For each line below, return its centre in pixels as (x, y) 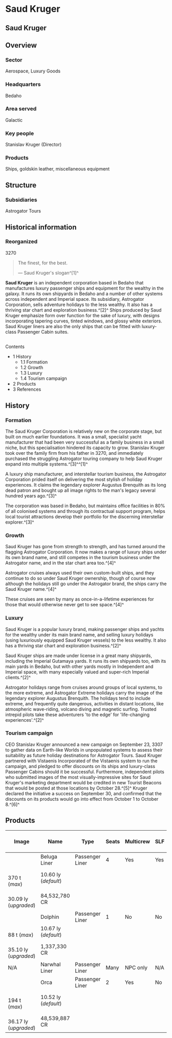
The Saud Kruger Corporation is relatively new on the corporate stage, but (84, 431)
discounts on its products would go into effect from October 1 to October (82, 799)
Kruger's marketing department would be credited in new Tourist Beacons (83, 782)
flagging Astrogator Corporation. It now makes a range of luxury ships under (86, 552)
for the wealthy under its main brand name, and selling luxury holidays (79, 635)
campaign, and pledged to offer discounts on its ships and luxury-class (80, 766)
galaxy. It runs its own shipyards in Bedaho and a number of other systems (84, 294)
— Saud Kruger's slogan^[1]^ (48, 273)
